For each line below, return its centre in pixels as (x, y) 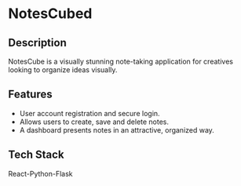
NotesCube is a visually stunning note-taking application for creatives (121, 61)
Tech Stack (36, 155)
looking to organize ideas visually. (63, 70)
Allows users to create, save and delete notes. (94, 122)
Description (37, 43)
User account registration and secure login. (89, 113)
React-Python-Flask (40, 173)
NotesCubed (50, 14)
